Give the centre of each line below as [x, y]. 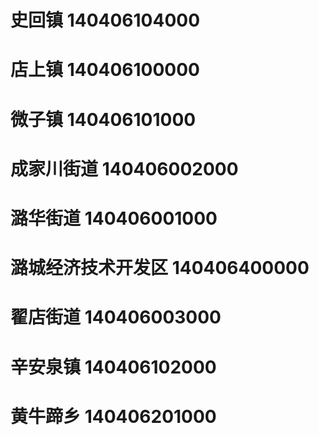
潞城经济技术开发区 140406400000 [160, 268]
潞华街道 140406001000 [114, 218]
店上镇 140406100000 [105, 70]
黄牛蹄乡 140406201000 [113, 416]
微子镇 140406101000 [103, 119]
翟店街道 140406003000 [116, 317]
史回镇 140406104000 [105, 20]
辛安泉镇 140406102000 [113, 367]
